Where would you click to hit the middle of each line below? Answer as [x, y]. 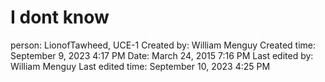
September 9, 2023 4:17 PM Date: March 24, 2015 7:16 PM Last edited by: [162, 55]
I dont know [60, 17]
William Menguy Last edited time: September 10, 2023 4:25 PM [140, 66]
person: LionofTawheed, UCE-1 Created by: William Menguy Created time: [163, 45]
